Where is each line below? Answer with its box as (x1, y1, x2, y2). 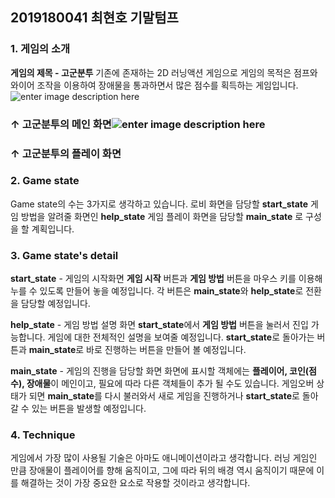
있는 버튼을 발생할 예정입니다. (31, 403, 147, 415)
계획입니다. (31, 223, 75, 235)
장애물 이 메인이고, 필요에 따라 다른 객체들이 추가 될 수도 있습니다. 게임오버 (26, 378, 315, 390)
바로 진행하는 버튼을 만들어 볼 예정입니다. (86, 344, 247, 356)
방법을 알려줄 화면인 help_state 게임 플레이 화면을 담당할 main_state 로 (20, 210, 304, 222)
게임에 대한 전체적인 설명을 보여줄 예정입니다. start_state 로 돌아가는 (47, 331, 315, 343)
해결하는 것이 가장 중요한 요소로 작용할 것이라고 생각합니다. (20, 477, 251, 489)
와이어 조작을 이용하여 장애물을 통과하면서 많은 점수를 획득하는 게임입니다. (10, 79, 299, 91)
